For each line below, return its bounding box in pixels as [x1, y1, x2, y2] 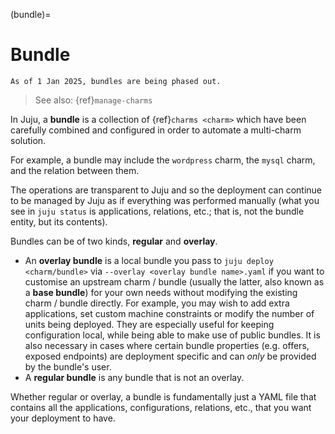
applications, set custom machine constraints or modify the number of [24, 307, 315, 319]
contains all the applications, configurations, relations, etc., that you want [10, 401, 312, 413]
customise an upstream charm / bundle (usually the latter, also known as [24, 275, 325, 288]
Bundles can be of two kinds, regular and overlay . [10, 235, 218, 247]
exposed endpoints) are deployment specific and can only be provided [24, 350, 317, 362]
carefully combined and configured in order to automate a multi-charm [10, 124, 302, 136]
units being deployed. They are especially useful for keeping [24, 318, 275, 330]
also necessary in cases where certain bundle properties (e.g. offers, [24, 339, 310, 351]
